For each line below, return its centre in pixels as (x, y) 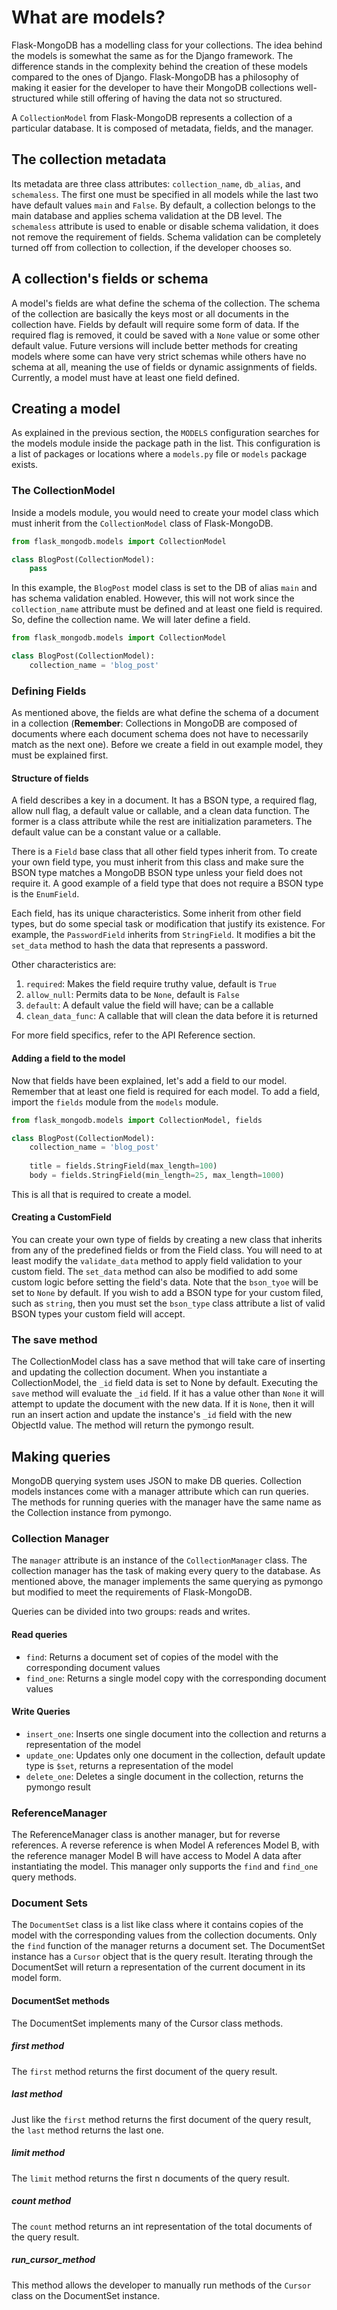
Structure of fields (50, 778)
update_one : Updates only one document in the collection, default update (175, 1755)
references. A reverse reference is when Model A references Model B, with (165, 1845)
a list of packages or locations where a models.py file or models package (159, 454)
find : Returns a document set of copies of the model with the (152, 1657)
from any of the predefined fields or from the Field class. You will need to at (167, 1250)
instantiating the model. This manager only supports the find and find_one (165, 1867)
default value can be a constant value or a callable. (116, 832)
